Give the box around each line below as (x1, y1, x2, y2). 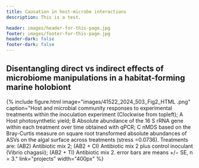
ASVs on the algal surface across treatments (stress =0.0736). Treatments (6, 136, 189, 143)
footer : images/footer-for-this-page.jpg (6, 30, 111, 36)
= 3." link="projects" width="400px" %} (6, 155, 104, 162)
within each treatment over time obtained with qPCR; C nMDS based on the (6, 123, 191, 130)
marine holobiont (6, 82, 71, 92)
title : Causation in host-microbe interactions (6, 8, 127, 15)
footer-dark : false (6, 42, 55, 48)
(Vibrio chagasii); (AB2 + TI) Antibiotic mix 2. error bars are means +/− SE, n (6, 148, 193, 155)
